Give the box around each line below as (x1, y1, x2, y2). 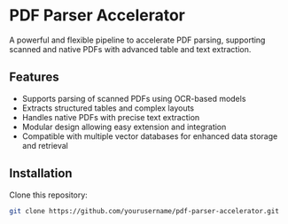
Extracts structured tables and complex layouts (21, 103, 195, 113)
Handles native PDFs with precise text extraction (21, 112, 200, 122)
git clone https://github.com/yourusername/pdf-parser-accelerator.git (9, 206, 279, 215)
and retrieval (21, 140, 68, 151)
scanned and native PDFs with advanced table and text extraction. (9, 43, 252, 54)
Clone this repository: (9, 189, 89, 200)
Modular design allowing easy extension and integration (21, 121, 227, 132)
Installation (9, 166, 73, 182)
